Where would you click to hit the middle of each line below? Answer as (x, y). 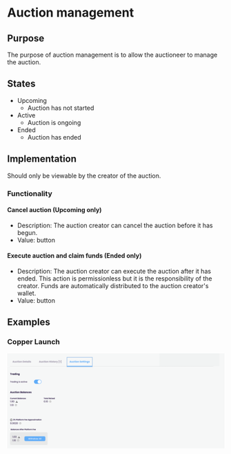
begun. (27, 232)
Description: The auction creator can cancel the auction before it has (115, 225)
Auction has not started (61, 108)
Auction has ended (54, 137)
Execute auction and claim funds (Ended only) (74, 256)
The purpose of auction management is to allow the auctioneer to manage (112, 55)
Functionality (30, 193)
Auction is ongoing (54, 122)
